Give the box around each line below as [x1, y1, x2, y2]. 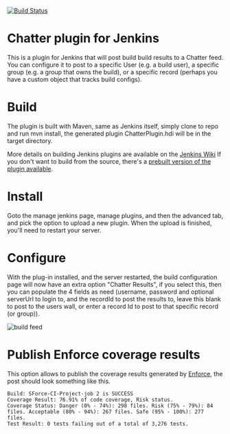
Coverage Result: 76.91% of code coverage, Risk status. [7, 396, 174, 403]
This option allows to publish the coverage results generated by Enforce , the [7, 369, 223, 378]
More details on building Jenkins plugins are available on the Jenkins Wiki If [7, 150, 222, 158]
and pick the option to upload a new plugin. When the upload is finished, [7, 219, 212, 227]
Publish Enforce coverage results [7, 347, 200, 362]
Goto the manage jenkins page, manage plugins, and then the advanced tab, [7, 211, 224, 219]
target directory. [7, 136, 53, 144]
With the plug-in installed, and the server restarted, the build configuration [7, 272, 218, 281]
